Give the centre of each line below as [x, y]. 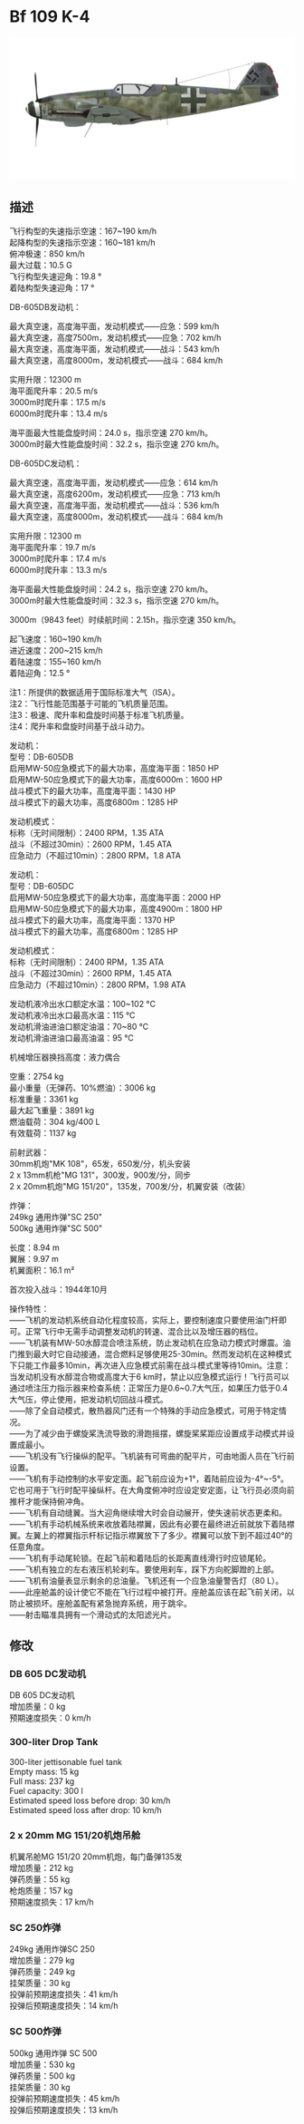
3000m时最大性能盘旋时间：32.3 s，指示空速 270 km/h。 [117, 600]
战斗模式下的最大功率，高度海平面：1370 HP [92, 920]
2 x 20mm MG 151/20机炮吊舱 [75, 1835]
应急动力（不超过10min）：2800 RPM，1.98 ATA [98, 984]
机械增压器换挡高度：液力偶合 [65, 1057]
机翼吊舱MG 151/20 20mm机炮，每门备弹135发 [96, 1857]
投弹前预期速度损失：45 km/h [65, 2098]
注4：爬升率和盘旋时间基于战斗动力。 [80, 726]
